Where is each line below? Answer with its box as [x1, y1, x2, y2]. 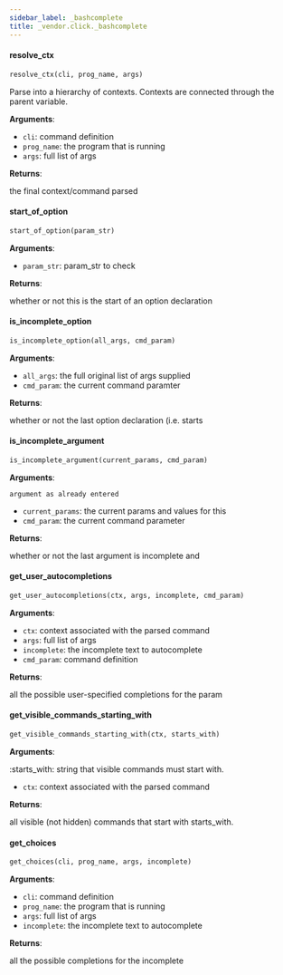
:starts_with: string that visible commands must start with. [9, 763, 224, 775]
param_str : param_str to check [22, 260, 136, 271]
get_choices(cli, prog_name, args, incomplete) [9, 857, 193, 866]
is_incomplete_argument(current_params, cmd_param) [9, 455, 208, 465]
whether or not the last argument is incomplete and [9, 550, 201, 561]
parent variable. [9, 96, 69, 107]
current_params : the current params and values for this [22, 505, 227, 516]
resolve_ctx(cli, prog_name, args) [9, 70, 144, 79]
